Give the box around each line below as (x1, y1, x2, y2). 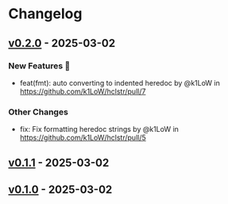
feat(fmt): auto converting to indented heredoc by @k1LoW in (19, 78, 221, 87)
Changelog (8, 5, 83, 23)
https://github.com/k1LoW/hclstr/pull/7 (19, 87, 146, 96)
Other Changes (8, 106, 69, 117)
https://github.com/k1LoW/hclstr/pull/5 (19, 133, 147, 143)
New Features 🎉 (8, 60, 71, 71)
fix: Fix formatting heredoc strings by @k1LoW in (19, 125, 179, 134)
